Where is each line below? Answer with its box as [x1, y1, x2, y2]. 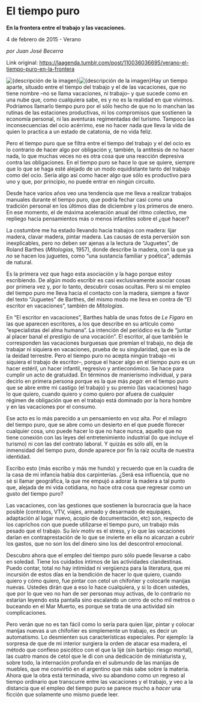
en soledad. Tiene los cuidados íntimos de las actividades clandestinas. [6, 558, 183, 565]
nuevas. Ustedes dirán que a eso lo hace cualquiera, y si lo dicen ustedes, [6, 584, 190, 591]
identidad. [6, 453, 31, 460]
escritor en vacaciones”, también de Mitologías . [6, 302, 124, 309]
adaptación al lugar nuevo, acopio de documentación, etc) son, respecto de [6, 514, 194, 522]
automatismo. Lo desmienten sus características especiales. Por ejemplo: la [6, 633, 194, 641]
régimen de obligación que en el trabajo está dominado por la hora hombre [6, 396, 191, 403]
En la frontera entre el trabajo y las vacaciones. [6, 24, 126, 31]
